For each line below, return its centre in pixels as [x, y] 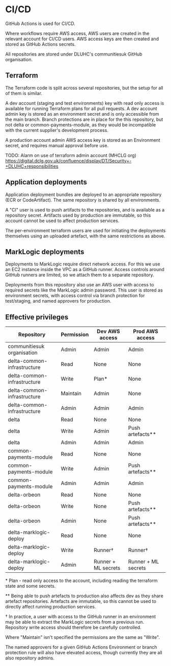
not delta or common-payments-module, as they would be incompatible [81, 125]
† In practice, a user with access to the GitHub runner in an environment [81, 617]
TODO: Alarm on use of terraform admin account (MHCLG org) [71, 155]
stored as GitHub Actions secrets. [40, 44]
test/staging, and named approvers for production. [58, 301]
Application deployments [46, 182]
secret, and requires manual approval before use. [57, 145]
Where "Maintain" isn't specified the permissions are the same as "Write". [83, 637]
